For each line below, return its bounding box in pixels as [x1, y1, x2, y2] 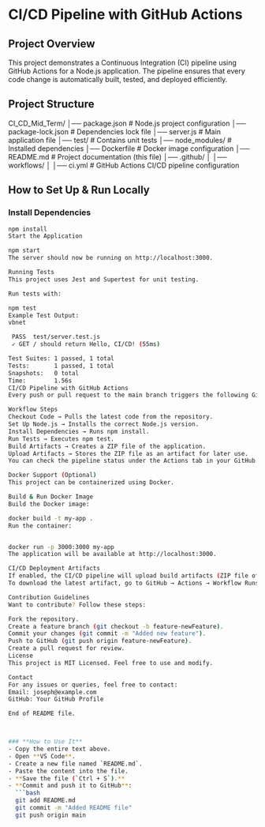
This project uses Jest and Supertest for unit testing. [8, 275, 200, 284]
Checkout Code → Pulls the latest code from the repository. [8, 413, 214, 421]
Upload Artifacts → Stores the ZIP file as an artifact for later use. [8, 449, 248, 457]
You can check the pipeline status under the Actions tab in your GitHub [8, 457, 256, 465]
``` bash [15, 789, 41, 797]
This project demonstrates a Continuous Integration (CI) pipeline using [8, 58, 237, 67]
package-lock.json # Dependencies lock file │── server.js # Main [8, 126, 222, 136]
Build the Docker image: [8, 500, 90, 508]
